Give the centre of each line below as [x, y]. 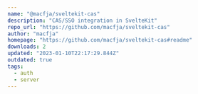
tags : [15, 66]
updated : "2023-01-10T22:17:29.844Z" [63, 54]
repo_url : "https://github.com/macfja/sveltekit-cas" [89, 27]
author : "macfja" [33, 34]
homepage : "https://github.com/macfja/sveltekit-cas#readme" [100, 40]
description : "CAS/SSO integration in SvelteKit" [83, 20]
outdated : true [30, 60]
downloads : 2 [27, 47]
